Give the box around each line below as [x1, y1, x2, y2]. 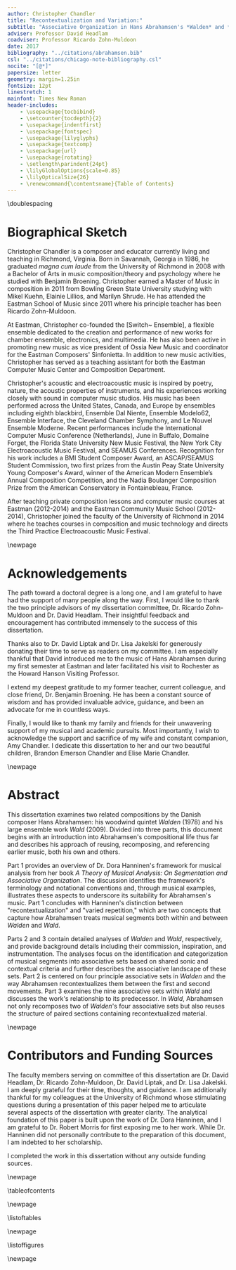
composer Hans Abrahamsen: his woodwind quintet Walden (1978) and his [7, 818, 223, 827]
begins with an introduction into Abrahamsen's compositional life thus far [7, 833, 219, 841]
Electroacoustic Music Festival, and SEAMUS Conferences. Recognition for [7, 446, 224, 455]
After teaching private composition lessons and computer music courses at [7, 497, 225, 506]
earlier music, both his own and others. [7, 848, 121, 856]
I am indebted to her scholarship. [7, 1138, 103, 1146]
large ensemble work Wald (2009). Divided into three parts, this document [7, 825, 223, 834]
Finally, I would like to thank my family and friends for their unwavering [7, 719, 212, 727]
